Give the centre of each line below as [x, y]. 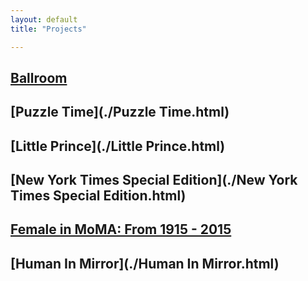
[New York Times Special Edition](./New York [154, 180]
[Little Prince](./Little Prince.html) [118, 146]
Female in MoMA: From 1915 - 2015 [121, 229]
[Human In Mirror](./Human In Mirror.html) [145, 263]
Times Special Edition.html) [98, 196]
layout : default [44, 19]
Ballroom [39, 77]
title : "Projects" [48, 29]
